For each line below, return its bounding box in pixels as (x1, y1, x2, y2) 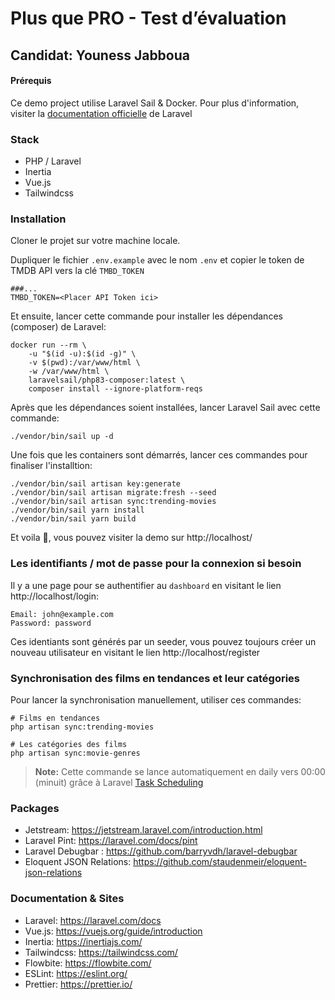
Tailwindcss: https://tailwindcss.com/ (24, 946, 178, 958)
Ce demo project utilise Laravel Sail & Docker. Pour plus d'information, (10, 97, 300, 109)
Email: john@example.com (10, 609, 114, 619)
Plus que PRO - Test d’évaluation (10, 7, 287, 30)
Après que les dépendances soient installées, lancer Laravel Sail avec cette (10, 402, 321, 414)
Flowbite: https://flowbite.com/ (24, 957, 152, 969)
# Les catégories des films (10, 739, 128, 749)
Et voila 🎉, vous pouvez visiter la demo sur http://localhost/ (10, 532, 253, 544)
